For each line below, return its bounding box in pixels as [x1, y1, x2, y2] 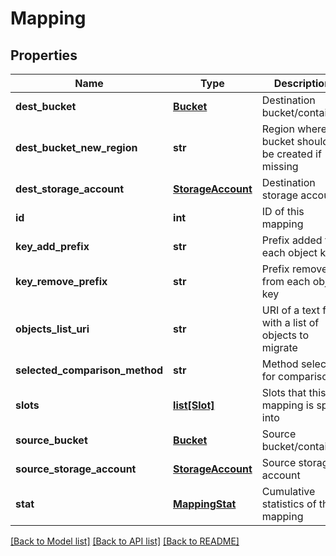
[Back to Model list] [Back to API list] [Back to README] [10, 535, 240, 547]
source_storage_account [15, 462, 137, 476]
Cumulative [261, 485, 316, 498]
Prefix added [261, 233, 323, 247]
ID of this [261, 205, 305, 218]
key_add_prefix [15, 240, 90, 253]
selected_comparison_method [15, 363, 164, 377]
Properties [10, 47, 78, 64]
